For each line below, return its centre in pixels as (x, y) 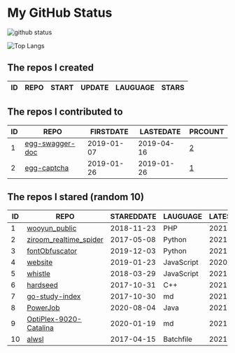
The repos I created (51, 68)
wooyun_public (52, 229)
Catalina (40, 328)
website (40, 262)
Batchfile (178, 339)
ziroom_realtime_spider (65, 240)
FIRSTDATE (109, 131)
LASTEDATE (160, 131)
